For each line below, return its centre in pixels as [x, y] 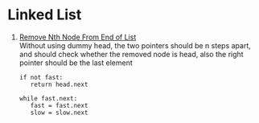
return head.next [59, 84]
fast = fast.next [59, 105]
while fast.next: [48, 98]
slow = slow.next [59, 113]
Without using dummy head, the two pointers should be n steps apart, [135, 45]
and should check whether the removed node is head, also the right [131, 54]
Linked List [45, 15]
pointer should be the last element [76, 63]
